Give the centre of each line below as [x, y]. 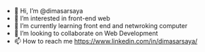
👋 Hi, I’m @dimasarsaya [48, 11]
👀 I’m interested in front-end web [62, 18]
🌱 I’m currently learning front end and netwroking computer [101, 26]
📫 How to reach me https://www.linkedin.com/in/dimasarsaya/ [106, 41]
